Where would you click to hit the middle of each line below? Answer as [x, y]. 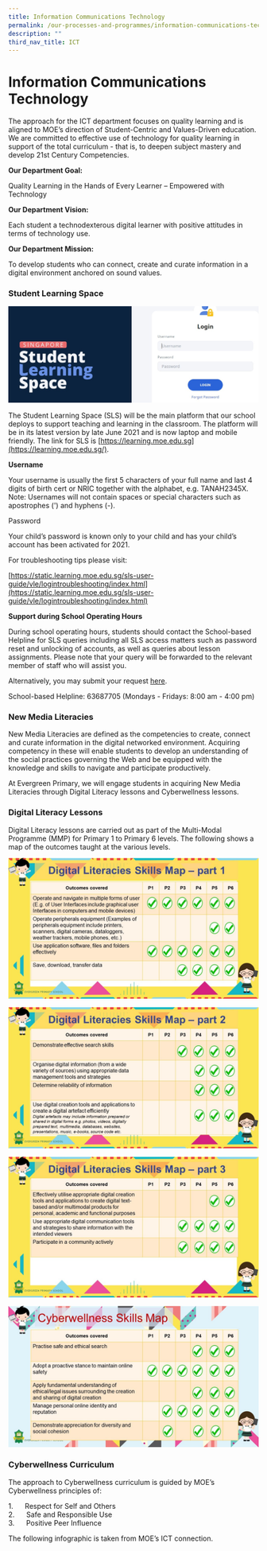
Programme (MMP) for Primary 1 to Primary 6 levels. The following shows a [131, 838]
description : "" [35, 33]
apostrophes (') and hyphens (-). [62, 505]
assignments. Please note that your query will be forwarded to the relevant [130, 657]
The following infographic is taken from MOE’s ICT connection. [111, 1538]
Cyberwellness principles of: [55, 1491]
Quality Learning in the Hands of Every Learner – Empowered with [116, 186]
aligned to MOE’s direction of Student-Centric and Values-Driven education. [132, 130]
